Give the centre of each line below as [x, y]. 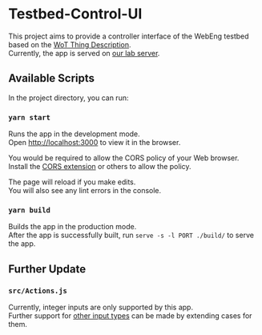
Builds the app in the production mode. [73, 227]
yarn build [29, 210]
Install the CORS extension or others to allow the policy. [100, 167]
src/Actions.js [38, 291]
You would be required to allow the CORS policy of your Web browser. [124, 158]
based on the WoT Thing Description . [70, 44]
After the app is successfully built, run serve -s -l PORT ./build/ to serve [131, 235]
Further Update [47, 269]
